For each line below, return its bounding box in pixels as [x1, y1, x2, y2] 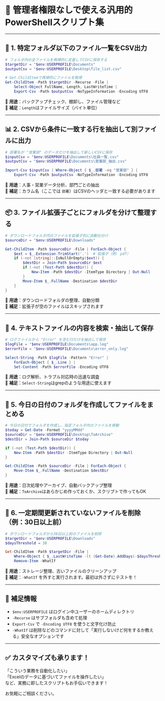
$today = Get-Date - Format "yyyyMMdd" [5, 427, 84, 433]
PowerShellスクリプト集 [5, 17, 104, 28]
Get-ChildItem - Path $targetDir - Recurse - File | [5, 80, 109, 85]
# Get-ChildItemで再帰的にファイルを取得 [5, 75, 82, 80]
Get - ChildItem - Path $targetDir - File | [5, 549, 89, 554]
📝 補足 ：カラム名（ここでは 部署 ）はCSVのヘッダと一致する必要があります [5, 188, 156, 194]
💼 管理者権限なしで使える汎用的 [5, 4, 133, 16]
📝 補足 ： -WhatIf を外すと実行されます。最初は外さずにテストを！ [5, 574, 137, 580]
